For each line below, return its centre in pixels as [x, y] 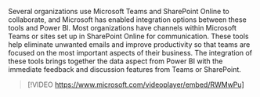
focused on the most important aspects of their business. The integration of [130, 53]
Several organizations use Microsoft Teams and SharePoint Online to [119, 11]
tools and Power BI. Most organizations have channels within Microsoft [123, 28]
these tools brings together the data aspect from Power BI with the [116, 61]
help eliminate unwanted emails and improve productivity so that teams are [129, 45]
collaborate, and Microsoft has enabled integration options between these [127, 20]
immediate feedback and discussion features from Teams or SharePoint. [125, 69]
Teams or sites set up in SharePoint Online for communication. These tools [128, 36]
